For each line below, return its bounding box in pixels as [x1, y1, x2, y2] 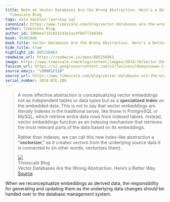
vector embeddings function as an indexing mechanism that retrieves [17, 118, 162, 125]
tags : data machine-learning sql [5, 17, 76, 22]
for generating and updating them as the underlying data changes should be [5, 185, 164, 191]
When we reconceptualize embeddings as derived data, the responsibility [5, 180, 159, 186]
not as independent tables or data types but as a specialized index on [17, 97, 164, 103]
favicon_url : [5, 64, 33, 69]
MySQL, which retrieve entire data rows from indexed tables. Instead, [17, 113, 162, 119]
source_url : [5, 73, 30, 78]
